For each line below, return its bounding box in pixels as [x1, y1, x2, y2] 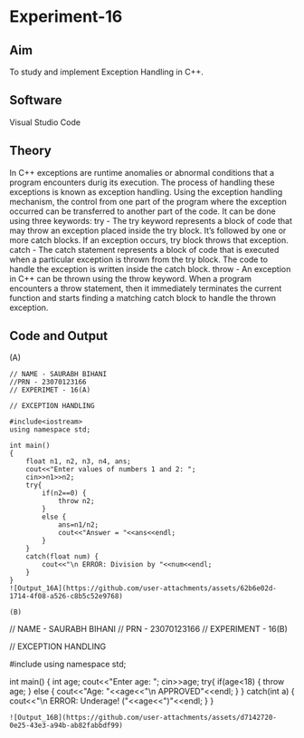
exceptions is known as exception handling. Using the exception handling [9, 186, 283, 197]
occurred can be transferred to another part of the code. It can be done [9, 206, 276, 217]
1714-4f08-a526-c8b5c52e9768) [9, 592, 124, 601]
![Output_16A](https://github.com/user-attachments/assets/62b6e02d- [9, 584, 278, 593]
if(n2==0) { [42, 489, 88, 498]
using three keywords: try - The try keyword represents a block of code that [9, 215, 292, 226]
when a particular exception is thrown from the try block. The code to [9, 254, 269, 265]
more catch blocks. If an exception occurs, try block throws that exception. [9, 234, 290, 246]
